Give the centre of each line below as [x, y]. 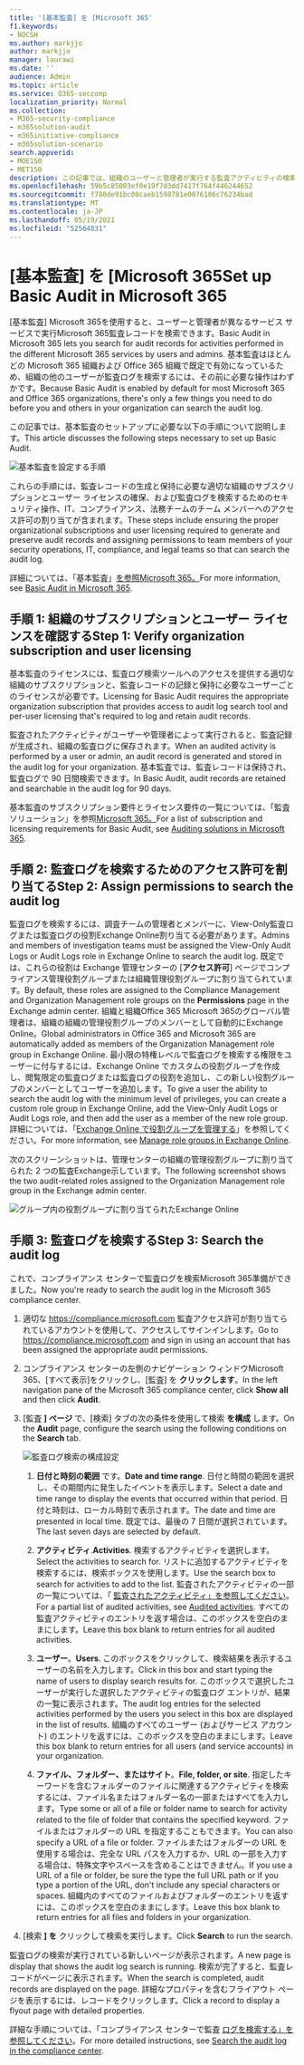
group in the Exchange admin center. [78, 1191]
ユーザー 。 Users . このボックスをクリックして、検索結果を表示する [160, 1658]
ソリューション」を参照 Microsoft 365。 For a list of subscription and [136, 819]
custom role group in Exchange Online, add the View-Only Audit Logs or [144, 1109]
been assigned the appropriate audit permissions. [115, 1349]
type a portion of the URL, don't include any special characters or [158, 1885]
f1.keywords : [34, 26]
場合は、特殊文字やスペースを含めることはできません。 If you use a [168, 1865]
